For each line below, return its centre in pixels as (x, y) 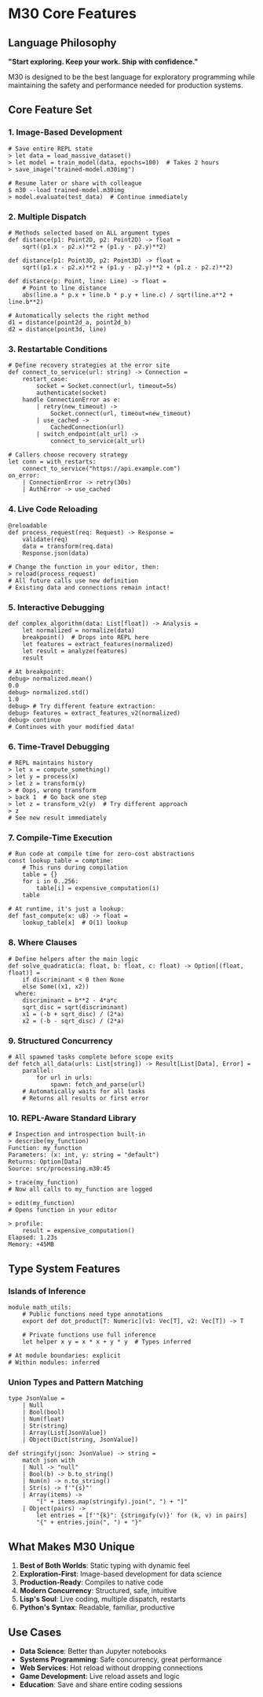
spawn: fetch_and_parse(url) (98, 1085)
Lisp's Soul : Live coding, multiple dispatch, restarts (102, 1599)
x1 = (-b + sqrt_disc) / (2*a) (73, 1014)
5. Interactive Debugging (56, 607)
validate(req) (45, 539)
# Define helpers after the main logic (73, 959)
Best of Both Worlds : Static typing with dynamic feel (105, 1566)
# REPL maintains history (50, 763)
